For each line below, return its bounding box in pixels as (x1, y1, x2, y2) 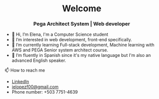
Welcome (62, 3, 101, 14)
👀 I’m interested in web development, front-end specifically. (11, 37, 133, 43)
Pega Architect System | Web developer (33, 21, 131, 27)
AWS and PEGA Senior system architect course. (11, 47, 109, 53)
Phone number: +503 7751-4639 (11, 89, 78, 95)
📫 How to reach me (4, 67, 45, 74)
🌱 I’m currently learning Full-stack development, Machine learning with (11, 42, 155, 48)
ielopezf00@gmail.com (11, 84, 59, 90)
